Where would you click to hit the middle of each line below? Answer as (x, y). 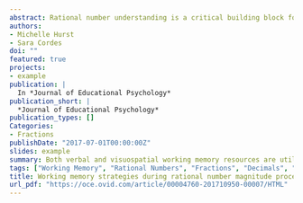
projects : (28, 68)
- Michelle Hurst (42, 34)
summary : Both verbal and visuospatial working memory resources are (143, 159)
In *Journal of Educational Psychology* (94, 93)
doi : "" (24, 51)
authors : (26, 26)
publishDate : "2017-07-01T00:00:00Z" (80, 143)
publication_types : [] (52, 118)
